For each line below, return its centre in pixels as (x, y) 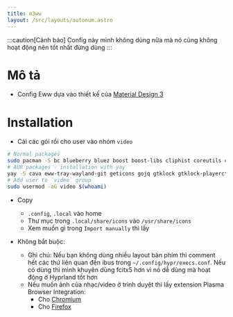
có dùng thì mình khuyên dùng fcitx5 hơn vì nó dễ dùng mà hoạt (119, 269)
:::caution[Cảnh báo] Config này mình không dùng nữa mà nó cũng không (112, 40)
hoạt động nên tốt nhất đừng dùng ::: (60, 47)
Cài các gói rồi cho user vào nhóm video (75, 142)
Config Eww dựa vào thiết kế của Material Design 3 (90, 94)
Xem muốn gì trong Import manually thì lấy (88, 228)
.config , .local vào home (64, 213)
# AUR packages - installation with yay (67, 167)
